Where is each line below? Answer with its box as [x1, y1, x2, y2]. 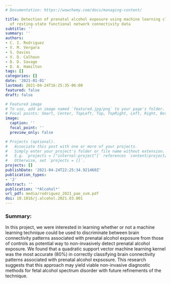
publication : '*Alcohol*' [5, 186, 60, 191]
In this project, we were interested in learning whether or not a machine [5, 224, 155, 231]
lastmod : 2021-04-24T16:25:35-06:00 [5, 83, 83, 88]
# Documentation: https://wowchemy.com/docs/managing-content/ [5, 7, 142, 13]
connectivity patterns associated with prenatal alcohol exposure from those [5, 235, 164, 241]
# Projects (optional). [5, 139, 56, 144]
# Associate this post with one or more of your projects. [5, 144, 138, 149]
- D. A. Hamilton [5, 64, 42, 69]
